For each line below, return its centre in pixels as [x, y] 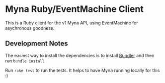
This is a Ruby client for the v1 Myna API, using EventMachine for [72, 23]
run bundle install [25, 61]
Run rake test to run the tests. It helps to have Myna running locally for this [82, 70]
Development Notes [37, 44]
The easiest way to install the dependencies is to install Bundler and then [80, 55]
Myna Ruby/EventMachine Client [75, 9]
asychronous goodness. [30, 28]
